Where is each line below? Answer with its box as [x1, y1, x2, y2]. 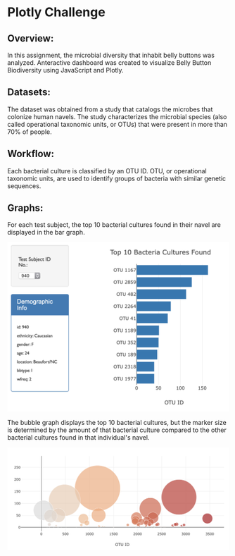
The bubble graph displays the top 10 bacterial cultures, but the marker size [7, 419, 227, 427]
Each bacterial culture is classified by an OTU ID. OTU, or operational [7, 166, 207, 175]
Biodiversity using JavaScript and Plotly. [7, 66, 125, 74]
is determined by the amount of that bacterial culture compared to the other [7, 426, 227, 434]
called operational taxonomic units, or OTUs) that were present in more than [7, 120, 227, 128]
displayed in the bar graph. [7, 228, 86, 237]
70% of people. [7, 128, 53, 136]
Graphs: [7, 202, 44, 214]
